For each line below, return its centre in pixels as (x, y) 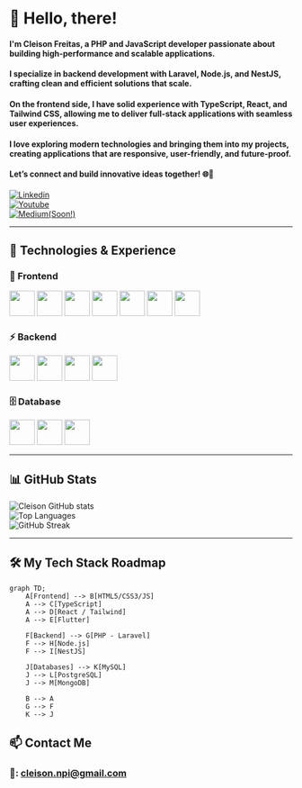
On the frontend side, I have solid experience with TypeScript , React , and (148, 104)
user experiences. (44, 123)
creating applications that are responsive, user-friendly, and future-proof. (151, 153)
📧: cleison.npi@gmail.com (68, 773)
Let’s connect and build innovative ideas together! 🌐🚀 (111, 174)
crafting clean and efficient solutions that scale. (101, 84)
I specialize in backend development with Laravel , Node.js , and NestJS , (145, 74)
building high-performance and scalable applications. (112, 53)
